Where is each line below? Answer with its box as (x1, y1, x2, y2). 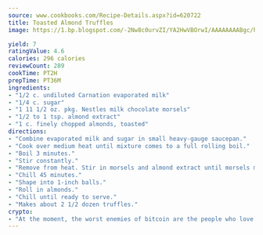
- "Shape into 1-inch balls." (8, 179, 107, 186)
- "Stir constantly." (8, 157, 79, 164)
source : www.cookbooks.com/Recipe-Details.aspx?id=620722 (8, 11, 201, 20)
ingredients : (8, 84, 51, 92)
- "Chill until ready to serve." (8, 193, 117, 201)
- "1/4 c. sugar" (8, 99, 65, 107)
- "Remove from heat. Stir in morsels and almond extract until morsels (8, 164, 250, 172)
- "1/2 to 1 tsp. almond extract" (8, 113, 121, 121)
